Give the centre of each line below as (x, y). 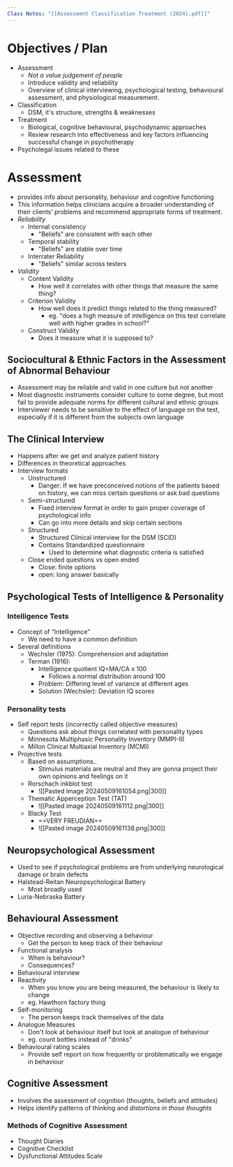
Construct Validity (53, 330)
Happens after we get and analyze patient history (88, 456)
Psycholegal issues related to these (68, 149)
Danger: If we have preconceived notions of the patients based (129, 485)
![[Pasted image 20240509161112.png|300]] (101, 806)
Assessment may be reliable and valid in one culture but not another (115, 388)
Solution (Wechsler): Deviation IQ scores (96, 691)
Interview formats (43, 471)
